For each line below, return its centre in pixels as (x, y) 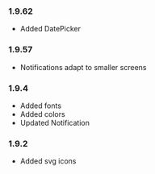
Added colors (43, 114)
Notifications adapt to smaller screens (83, 67)
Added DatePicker (50, 29)
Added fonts (41, 106)
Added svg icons (48, 161)
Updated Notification (55, 122)
